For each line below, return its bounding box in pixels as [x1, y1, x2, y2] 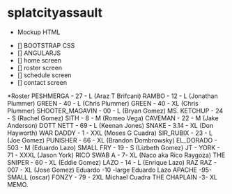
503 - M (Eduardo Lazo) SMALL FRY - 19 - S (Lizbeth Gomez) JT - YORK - [7, 143, 221, 152]
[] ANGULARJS [17, 49, 61, 57]
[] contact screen [17, 78, 68, 86]
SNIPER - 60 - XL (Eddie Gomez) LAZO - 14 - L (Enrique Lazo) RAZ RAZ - [7, 158, 217, 166]
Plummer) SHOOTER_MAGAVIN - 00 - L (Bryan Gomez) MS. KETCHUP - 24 [7, 106, 224, 115]
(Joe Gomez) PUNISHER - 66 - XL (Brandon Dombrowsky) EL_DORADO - [7, 136, 217, 144]
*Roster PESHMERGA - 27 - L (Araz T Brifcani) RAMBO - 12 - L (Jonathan [7, 92, 218, 100]
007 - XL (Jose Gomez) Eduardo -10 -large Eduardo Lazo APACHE [7, 165, 197, 174]
